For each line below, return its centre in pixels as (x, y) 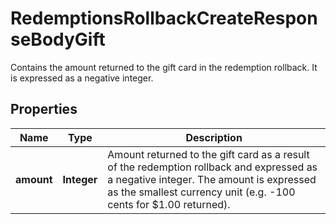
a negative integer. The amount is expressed (212, 179)
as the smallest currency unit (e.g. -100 (201, 192)
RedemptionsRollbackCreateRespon (164, 18)
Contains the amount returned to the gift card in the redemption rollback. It (164, 67)
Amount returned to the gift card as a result (208, 154)
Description (214, 137)
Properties (44, 109)
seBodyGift (58, 39)
